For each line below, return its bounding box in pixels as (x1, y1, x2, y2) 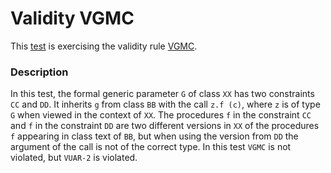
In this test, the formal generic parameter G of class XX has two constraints (10, 88, 315, 100)
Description (10, 65, 69, 79)
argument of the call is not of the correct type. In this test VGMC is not (10, 141, 292, 153)
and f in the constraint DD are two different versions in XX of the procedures (10, 120, 320, 132)
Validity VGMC (10, 7, 135, 30)
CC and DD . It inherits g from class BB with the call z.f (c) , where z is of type (10, 98, 321, 111)
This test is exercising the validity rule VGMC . (10, 40, 198, 52)
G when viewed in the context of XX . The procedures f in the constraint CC (10, 109, 312, 121)
